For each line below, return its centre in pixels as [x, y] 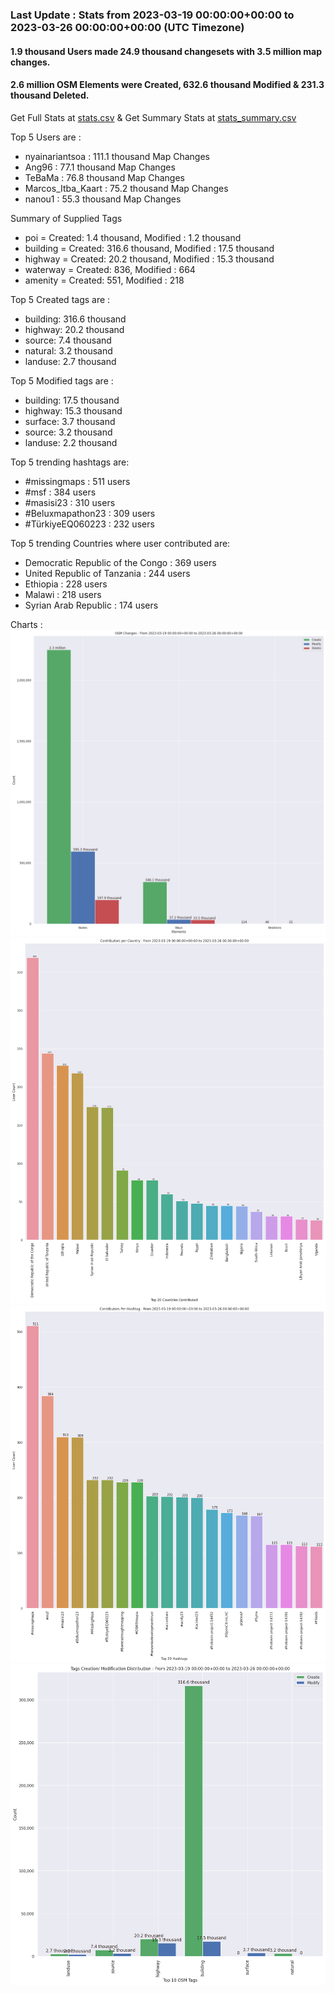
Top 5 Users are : [46, 137]
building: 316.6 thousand [75, 319]
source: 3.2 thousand [68, 432]
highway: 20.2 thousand [74, 329]
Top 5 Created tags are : [60, 299]
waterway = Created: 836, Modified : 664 [110, 269]
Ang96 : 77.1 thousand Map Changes [100, 167]
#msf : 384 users [60, 492]
